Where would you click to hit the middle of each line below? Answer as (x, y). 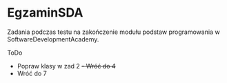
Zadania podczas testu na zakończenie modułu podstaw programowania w (113, 32)
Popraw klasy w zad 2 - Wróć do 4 (66, 66)
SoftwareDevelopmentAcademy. (53, 39)
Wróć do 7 (32, 73)
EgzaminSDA (45, 13)
